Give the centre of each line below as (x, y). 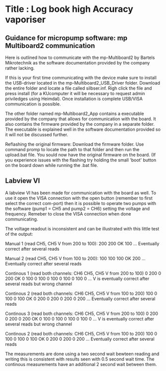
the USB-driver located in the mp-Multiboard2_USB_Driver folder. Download (83, 83)
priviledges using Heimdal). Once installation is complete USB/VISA (74, 99)
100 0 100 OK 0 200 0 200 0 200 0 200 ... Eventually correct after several (80, 299)
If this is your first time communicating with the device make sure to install (81, 78)
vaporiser (26, 20)
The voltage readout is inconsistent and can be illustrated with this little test (82, 228)
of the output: (19, 234)
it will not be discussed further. (37, 134)
